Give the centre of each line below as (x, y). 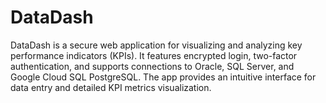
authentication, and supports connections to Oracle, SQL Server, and (152, 66)
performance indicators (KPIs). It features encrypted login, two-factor (154, 55)
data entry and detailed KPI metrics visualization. (111, 87)
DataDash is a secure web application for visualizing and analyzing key (156, 45)
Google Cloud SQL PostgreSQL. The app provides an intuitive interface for (163, 77)
